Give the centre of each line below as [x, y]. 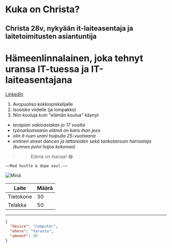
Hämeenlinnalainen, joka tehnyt [74, 58]
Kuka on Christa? [43, 9]
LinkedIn [14, 94]
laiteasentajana [39, 80]
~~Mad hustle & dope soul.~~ [36, 166]
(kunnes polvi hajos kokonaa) [44, 146]
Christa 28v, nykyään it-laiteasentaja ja [69, 28]
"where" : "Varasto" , [32, 231]
